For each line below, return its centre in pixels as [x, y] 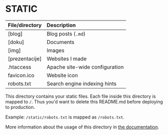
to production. [20, 107]
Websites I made [67, 58]
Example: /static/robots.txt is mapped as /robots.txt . [65, 117]
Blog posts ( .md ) [66, 34]
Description [61, 25]
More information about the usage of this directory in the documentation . [82, 127]
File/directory [25, 25]
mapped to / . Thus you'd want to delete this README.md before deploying [84, 102]
